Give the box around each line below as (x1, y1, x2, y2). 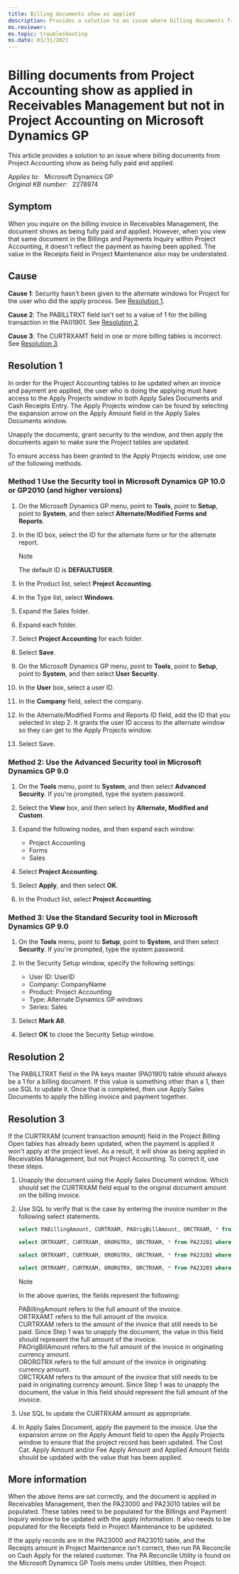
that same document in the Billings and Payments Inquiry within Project (8, 234, 216, 243)
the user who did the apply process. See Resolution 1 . (8, 296, 165, 305)
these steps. (8, 1162, 45, 1171)
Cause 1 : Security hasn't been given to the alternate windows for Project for (8, 289, 230, 297)
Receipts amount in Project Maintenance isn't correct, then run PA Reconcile (8, 1543, 231, 1552)
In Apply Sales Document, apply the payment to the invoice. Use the (18, 1423, 218, 1431)
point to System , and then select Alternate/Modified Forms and (18, 509, 207, 518)
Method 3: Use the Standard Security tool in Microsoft (8, 913, 198, 923)
